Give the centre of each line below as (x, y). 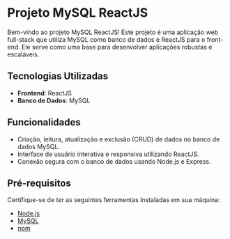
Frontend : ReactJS (44, 93)
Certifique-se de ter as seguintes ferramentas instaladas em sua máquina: (114, 200)
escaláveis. (23, 54)
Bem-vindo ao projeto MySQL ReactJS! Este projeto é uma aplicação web (113, 32)
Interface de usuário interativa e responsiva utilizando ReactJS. (108, 154)
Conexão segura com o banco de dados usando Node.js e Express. (114, 161)
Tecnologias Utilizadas (58, 76)
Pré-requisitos (39, 183)
